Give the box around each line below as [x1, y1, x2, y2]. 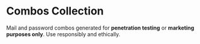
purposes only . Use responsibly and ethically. [6, 30, 121, 37]
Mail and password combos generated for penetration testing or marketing [6, 24, 195, 31]
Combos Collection [6, 4, 104, 18]
